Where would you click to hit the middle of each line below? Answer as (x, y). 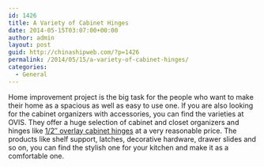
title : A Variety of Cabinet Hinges (68, 23)
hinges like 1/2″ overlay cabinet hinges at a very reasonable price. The (123, 131)
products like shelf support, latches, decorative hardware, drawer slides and (132, 139)
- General (31, 74)
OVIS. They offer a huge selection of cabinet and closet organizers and (124, 122)
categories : (28, 67)
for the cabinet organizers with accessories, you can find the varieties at (126, 114)
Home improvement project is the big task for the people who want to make (131, 97)
